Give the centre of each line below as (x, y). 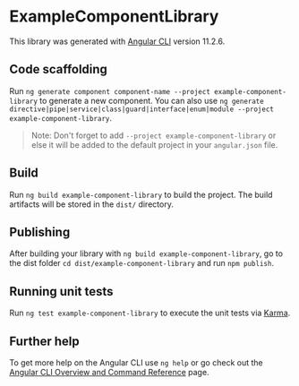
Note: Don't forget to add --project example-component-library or (154, 135)
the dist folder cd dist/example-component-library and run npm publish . (142, 263)
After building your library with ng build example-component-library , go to (146, 253)
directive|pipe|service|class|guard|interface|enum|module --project (142, 109)
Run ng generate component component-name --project (110, 90)
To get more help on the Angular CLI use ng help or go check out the (136, 363)
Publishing (40, 232)
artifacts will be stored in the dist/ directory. (92, 204)
